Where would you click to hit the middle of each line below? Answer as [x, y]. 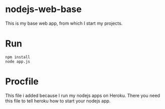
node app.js [18, 62]
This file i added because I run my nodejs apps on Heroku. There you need [82, 95]
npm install [18, 57]
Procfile [22, 81]
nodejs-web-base [44, 9]
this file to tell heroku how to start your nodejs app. [58, 101]
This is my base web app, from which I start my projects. [64, 23]
